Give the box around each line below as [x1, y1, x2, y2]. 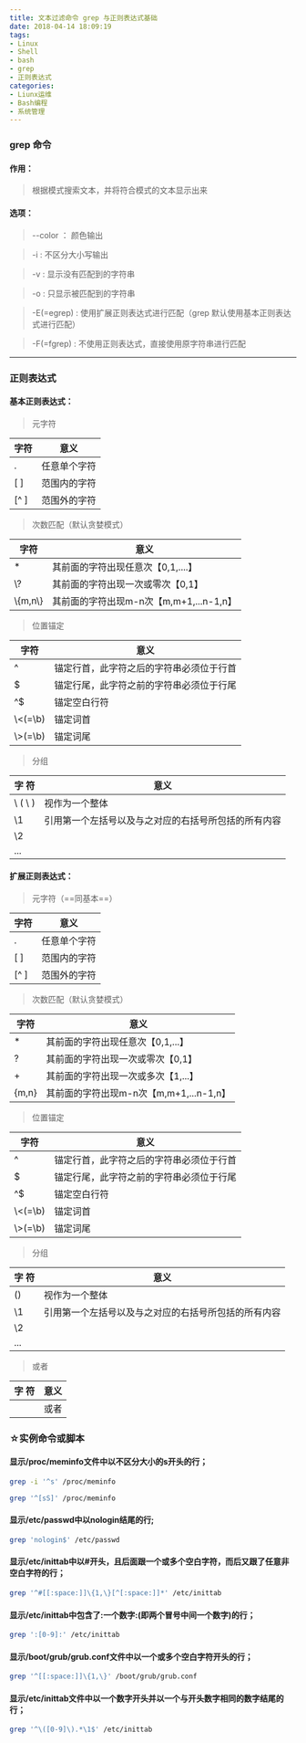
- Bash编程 [9, 98, 48, 108]
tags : [9, 30, 30, 39]
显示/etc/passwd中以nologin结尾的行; [9, 1515, 155, 1526]
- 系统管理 [9, 107, 46, 116]
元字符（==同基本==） [31, 892, 117, 904]
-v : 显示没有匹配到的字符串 [31, 268, 136, 279]
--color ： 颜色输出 [31, 229, 103, 240]
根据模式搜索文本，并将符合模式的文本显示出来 [31, 184, 208, 196]
